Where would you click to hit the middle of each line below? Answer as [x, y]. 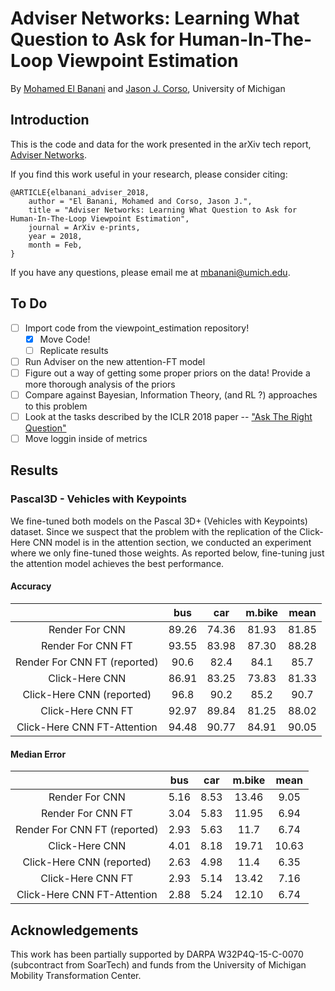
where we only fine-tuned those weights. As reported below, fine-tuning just [167, 553]
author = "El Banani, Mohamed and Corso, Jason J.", [140, 201]
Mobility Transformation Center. [76, 975]
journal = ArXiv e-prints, [84, 227]
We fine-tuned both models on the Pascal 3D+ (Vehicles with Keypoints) [159, 521]
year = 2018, [55, 236]
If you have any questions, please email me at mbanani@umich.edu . [150, 272]
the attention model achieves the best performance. [117, 563]
